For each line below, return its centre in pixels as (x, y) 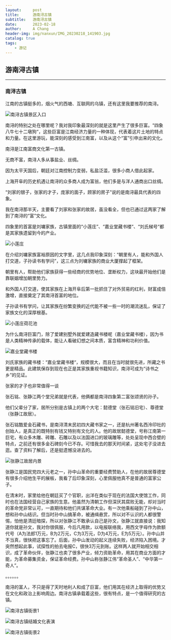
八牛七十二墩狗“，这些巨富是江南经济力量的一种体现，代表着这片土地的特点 (84, 131)
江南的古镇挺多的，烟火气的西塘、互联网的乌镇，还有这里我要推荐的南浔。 (83, 103)
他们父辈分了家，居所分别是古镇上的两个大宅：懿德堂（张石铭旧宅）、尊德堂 (84, 407)
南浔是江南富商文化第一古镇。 (36, 149)
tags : (11, 43)
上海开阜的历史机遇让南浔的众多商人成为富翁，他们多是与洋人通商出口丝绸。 (85, 181)
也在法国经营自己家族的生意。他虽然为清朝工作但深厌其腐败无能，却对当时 (88, 501)
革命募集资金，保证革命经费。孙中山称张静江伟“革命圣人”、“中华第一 (91, 559)
